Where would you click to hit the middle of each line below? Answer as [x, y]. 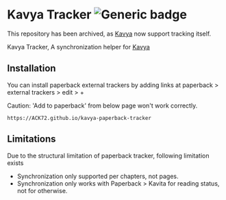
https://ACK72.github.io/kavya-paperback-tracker [79, 118]
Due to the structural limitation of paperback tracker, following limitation [108, 155]
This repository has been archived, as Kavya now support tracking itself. [109, 34]
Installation [32, 68]
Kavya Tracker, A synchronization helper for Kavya [79, 47]
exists [15, 163]
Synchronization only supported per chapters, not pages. [98, 176]
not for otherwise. [42, 190]
